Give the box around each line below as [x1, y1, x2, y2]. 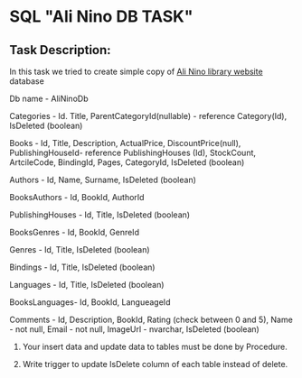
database [9, 76, 45, 87]
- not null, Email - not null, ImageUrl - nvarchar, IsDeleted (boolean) [9, 324, 260, 335]
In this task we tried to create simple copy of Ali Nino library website [9, 66, 264, 77]
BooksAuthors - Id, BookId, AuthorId [9, 192, 145, 202]
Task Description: [9, 42, 111, 58]
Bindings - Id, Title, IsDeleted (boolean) [9, 262, 156, 272]
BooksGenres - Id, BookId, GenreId [9, 227, 140, 237]
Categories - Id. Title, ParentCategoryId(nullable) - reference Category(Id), [9, 111, 288, 121]
